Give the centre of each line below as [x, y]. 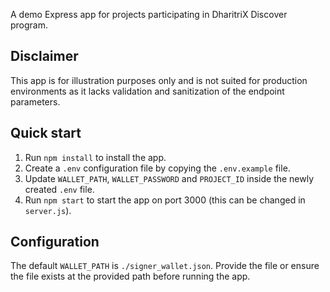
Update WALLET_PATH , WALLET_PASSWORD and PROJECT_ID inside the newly [169, 178]
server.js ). [48, 210]
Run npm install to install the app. [95, 157]
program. [29, 25]
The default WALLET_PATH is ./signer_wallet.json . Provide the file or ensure [165, 266]
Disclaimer [44, 56]
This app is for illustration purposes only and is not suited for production [159, 80]
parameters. [35, 101]
